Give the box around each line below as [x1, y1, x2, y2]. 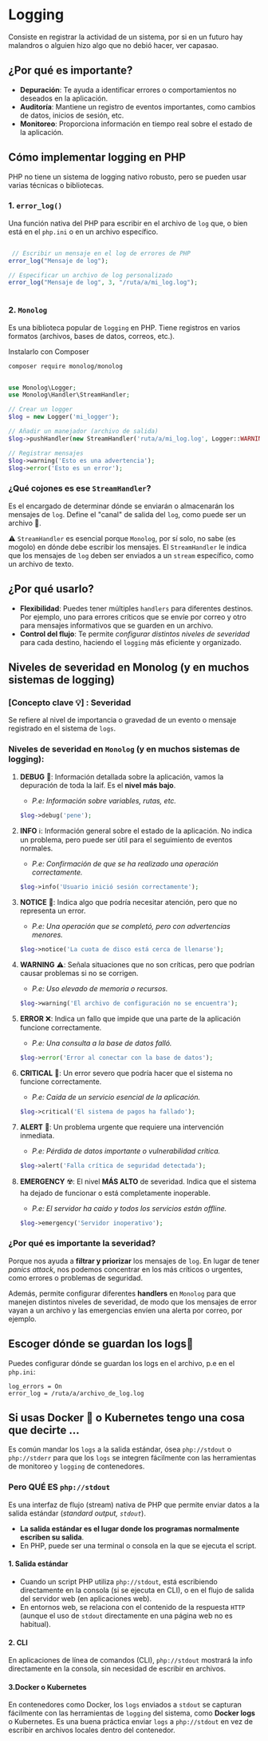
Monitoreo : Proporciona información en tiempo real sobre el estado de [19, 118, 253, 129]
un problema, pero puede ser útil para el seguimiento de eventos [19, 835, 233, 845]
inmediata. [19, 1130, 55, 1140]
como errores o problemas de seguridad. [8, 1273, 144, 1282]
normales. [19, 843, 53, 853]
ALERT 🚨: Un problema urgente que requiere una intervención [19, 1121, 224, 1132]
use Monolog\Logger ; [8, 384, 77, 392]
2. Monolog [8, 305, 48, 316]
